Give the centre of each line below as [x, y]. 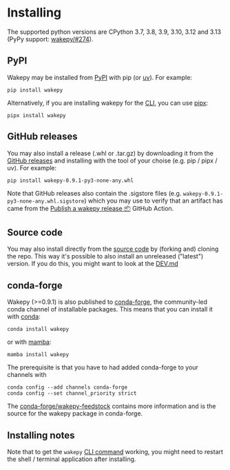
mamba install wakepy [38, 355]
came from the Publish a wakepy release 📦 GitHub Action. [91, 208]
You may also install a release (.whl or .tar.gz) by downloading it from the [111, 153]
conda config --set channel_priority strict [72, 394]
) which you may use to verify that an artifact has [153, 201]
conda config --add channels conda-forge [67, 387]
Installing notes [41, 435]
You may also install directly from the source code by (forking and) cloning [113, 249]
